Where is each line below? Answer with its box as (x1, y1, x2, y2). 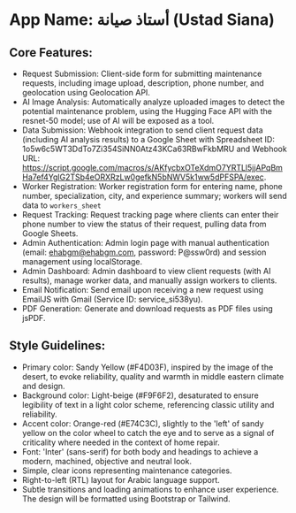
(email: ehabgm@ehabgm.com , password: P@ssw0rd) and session (21, 247, 267, 257)
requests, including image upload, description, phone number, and (21, 78, 265, 88)
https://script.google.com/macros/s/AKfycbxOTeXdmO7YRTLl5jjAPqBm (21, 163, 283, 172)
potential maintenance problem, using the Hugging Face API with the (21, 106, 272, 116)
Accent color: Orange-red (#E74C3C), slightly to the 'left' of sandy (21, 417, 264, 429)
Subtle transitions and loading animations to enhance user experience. (21, 484, 279, 494)
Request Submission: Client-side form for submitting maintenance (21, 68, 262, 79)
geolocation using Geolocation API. (21, 88, 150, 97)
